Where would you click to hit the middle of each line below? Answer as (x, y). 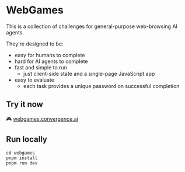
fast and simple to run (41, 67)
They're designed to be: (35, 44)
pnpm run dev (22, 163)
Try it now (25, 105)
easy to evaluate (34, 80)
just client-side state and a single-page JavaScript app (89, 73)
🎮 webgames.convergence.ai (42, 119)
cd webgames (20, 153)
